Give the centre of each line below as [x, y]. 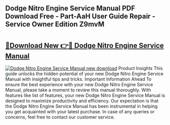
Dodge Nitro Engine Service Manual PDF [70, 8]
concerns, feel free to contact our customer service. [60, 117]
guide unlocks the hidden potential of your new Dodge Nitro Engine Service [84, 74]
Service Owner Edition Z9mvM [55, 24]
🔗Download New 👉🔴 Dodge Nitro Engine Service [85, 45]
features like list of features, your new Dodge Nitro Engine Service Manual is [85, 95]
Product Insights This [140, 68]
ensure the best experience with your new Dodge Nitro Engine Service [79, 84]
